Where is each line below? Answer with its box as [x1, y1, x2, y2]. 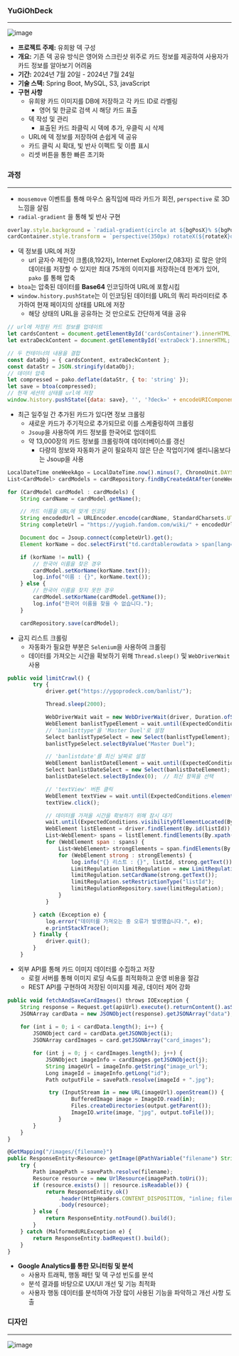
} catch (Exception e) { [33, 911, 107, 918]
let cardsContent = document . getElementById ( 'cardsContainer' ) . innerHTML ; [7, 331, 234, 338]
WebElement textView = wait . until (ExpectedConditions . [45, 792, 212, 800]
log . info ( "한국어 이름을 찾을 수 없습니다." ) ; [33, 600, 154, 607]
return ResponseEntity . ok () [45, 1188, 129, 1195]
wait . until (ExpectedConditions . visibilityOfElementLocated [45, 818, 224, 826]
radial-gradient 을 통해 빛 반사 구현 [17, 212, 121, 221]
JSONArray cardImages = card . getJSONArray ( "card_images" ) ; [33, 1037, 212, 1044]
